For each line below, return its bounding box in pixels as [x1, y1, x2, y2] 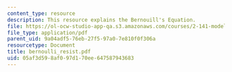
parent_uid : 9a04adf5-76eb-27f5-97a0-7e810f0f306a [7, 36, 156, 43]
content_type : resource [7, 10, 76, 17]
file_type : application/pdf [7, 29, 88, 36]
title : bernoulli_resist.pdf [7, 49, 91, 56]
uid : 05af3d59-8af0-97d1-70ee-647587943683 [7, 55, 135, 62]
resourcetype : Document [7, 42, 76, 49]
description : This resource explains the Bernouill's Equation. [7, 16, 196, 23]
